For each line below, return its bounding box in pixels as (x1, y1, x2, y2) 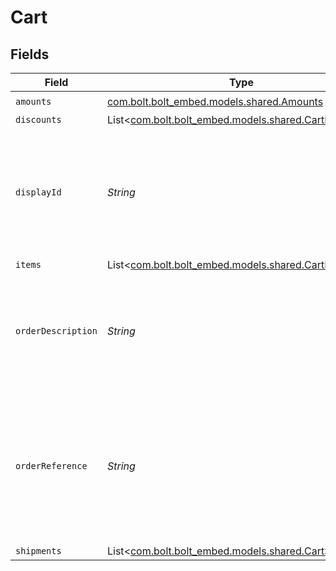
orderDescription (15, 326, 98, 336)
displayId (15, 187, 62, 198)
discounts (15, 114, 62, 125)
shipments (15, 546, 62, 556)
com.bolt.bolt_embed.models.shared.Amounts (106, 94, 324, 108)
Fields (10, 46, 50, 63)
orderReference (15, 461, 88, 471)
